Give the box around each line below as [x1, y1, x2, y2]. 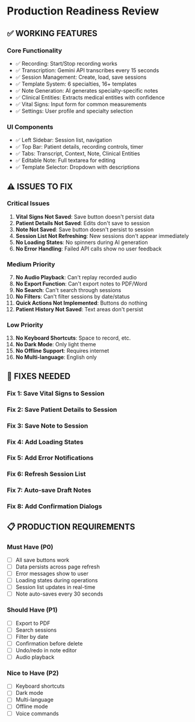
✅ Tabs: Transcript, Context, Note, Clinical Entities [15, 150, 140, 157]
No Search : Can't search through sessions [15, 287, 122, 294]
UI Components [7, 122, 54, 131]
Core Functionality [7, 46, 63, 55]
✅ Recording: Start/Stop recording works [15, 60, 118, 67]
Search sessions [15, 626, 57, 633]
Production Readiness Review [7, 4, 159, 18]
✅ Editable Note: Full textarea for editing [15, 157, 116, 164]
